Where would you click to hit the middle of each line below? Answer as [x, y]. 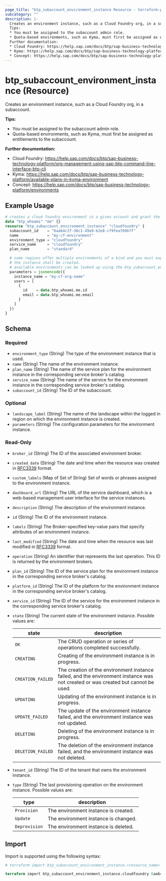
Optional [16, 403]
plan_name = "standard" [42, 249]
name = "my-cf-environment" [52, 235]
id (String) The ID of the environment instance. [60, 517]
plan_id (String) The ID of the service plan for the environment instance [85, 571]
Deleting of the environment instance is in [106, 731]
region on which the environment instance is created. [66, 419]
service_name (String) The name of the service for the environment [80, 380]
